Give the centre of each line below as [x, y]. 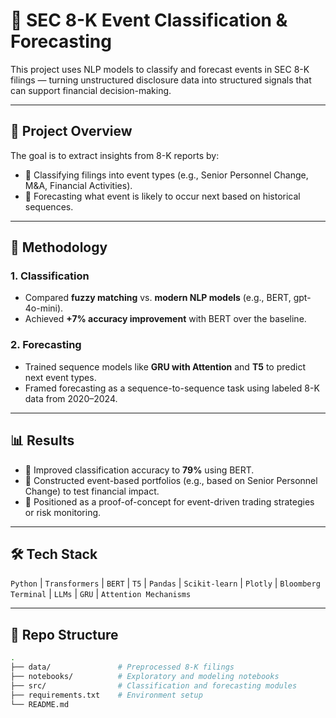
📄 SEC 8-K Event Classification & [149, 20]
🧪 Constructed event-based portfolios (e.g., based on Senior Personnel [171, 480]
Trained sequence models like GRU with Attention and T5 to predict [165, 366]
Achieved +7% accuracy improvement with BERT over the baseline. [165, 319]
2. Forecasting [46, 345]
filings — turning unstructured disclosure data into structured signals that [161, 80]
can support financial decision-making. [91, 90]
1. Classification [50, 276]
